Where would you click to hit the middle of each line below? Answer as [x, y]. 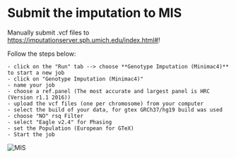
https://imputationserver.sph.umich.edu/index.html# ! [84, 39]
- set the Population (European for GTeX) [71, 128]
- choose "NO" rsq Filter [45, 116]
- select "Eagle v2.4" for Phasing [60, 122]
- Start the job [31, 134]
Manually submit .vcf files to [48, 32]
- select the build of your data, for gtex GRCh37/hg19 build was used [115, 110]
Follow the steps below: [42, 54]
